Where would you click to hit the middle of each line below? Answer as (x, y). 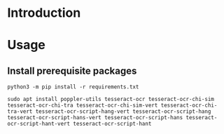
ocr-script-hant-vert (39, 124)
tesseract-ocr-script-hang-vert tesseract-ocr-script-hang (123, 112)
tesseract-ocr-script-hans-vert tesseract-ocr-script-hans (95, 118)
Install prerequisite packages (72, 71)
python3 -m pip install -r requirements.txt (73, 87)
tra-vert (20, 112)
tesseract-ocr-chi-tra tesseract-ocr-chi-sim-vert (83, 106)
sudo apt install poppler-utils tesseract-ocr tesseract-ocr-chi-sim (111, 100)
